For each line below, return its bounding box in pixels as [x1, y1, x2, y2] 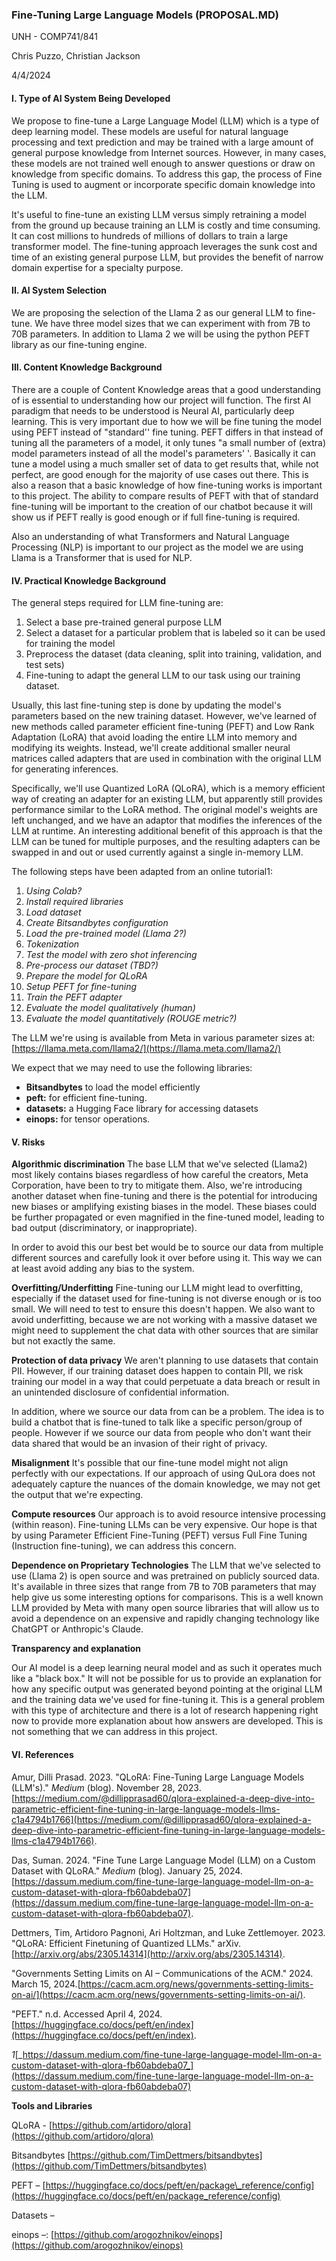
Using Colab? [25, 885, 83, 897]
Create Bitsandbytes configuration [25, 917, 169, 929]
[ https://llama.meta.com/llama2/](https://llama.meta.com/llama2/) [11, 1043, 282, 1055]
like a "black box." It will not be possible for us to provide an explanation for [11, 1673, 322, 1685]
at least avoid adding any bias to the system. [11, 1263, 195, 1275]
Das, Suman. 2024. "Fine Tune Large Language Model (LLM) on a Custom [11, 1854, 316, 1866]
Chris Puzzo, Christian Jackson [11, 50, 141, 62]
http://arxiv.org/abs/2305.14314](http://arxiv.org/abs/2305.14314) [14, 1948, 283, 1960]
